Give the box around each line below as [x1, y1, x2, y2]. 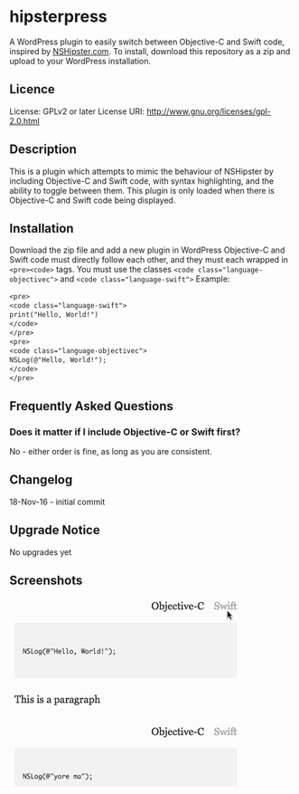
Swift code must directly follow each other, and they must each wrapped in [9, 254, 289, 265]
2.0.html [9, 115, 41, 126]
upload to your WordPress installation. [9, 55, 152, 66]
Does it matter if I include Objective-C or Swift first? [9, 426, 241, 438]
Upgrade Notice [9, 522, 101, 538]
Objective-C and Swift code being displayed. [9, 195, 176, 206]
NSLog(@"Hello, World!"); [9, 356, 107, 365]
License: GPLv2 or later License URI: [9, 106, 145, 117]
